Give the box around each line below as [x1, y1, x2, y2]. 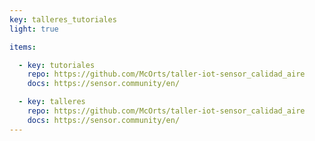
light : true [9, 24, 59, 34]
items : [9, 42, 37, 52]
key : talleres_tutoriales [9, 14, 117, 25]
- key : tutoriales [18, 60, 96, 70]
